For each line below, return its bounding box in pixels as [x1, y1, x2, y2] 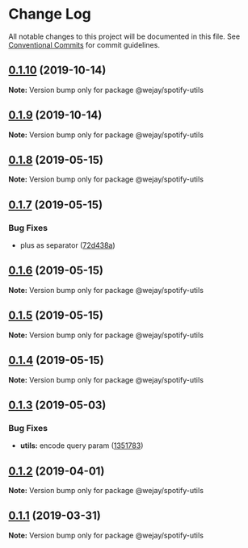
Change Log [8, 5, 91, 23]
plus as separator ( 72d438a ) [19, 241, 116, 250]
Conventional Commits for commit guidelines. [8, 40, 160, 49]
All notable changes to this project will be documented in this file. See [8, 31, 241, 41]
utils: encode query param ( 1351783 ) [19, 441, 144, 450]
